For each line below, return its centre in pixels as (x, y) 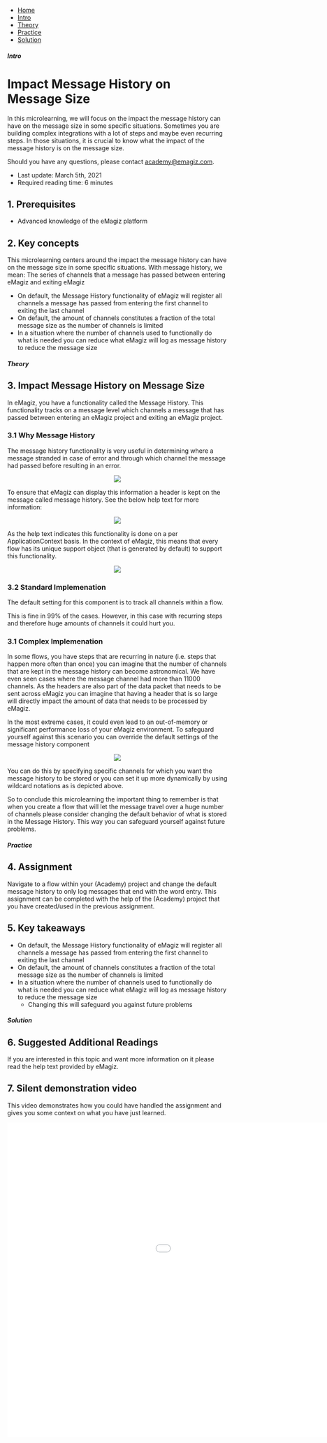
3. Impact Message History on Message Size (106, 386)
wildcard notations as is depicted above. (65, 786)
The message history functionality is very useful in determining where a (110, 451)
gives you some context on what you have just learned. (87, 1112)
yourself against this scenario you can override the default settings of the (113, 737)
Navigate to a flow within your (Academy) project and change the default (112, 884)
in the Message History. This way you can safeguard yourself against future (116, 822)
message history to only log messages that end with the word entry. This (112, 891)
